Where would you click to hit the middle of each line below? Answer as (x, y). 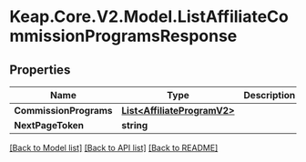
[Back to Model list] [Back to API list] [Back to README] (114, 148)
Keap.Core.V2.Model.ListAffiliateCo (149, 17)
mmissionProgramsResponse (123, 36)
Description (270, 95)
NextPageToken (49, 125)
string (135, 125)
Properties (40, 70)
